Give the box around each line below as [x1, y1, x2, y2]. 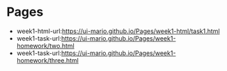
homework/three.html [16, 56, 79, 64]
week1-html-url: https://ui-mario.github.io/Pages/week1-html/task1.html [16, 27, 220, 35]
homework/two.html [16, 41, 75, 50]
